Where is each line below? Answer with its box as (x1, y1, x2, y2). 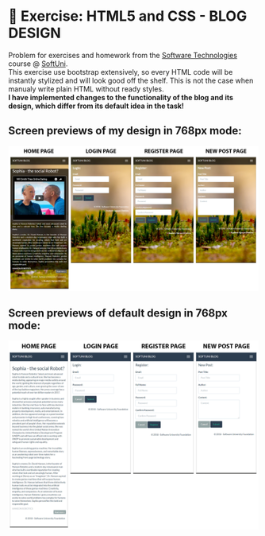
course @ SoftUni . (8, 59, 68, 68)
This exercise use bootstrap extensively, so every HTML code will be (8, 67, 233, 76)
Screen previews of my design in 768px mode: (8, 124, 242, 138)
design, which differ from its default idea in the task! (8, 101, 185, 111)
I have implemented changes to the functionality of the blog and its (8, 92, 234, 102)
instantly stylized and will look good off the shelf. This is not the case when (8, 76, 254, 85)
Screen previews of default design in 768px (8, 306, 228, 320)
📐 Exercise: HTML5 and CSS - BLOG (8, 7, 248, 25)
